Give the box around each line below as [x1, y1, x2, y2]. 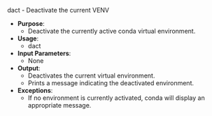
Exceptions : [17, 87, 53, 94]
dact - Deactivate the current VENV [7, 6, 110, 14]
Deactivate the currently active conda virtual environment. [27, 27, 196, 35]
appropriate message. [27, 101, 92, 109]
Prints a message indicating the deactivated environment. [27, 79, 195, 87]
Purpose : [17, 20, 45, 27]
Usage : [17, 34, 39, 43]
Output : [17, 64, 41, 72]
